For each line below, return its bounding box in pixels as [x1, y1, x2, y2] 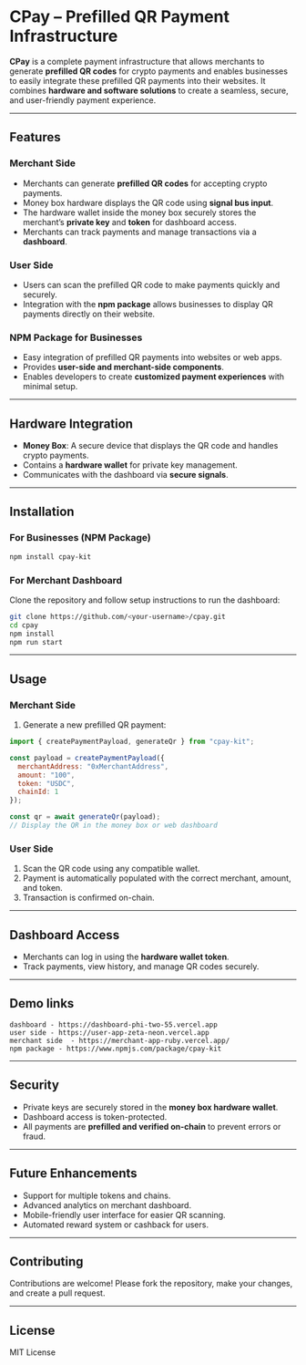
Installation [9, 504, 75, 520]
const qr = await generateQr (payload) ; [9, 812, 161, 822]
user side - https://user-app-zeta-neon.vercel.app [9, 1028, 209, 1037]
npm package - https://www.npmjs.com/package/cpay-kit [9, 1044, 222, 1053]
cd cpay [9, 620, 39, 630]
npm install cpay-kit [9, 552, 92, 562]
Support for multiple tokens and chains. [22, 1190, 171, 1201]
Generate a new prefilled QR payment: [22, 719, 167, 730]
